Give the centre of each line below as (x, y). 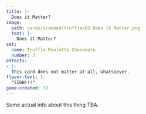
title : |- (18, 11)
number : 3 (23, 55)
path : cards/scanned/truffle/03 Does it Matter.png (76, 28)
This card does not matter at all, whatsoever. (71, 72)
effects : (17, 61)
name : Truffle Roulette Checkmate (53, 50)
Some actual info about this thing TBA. (52, 105)
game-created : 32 (27, 88)
